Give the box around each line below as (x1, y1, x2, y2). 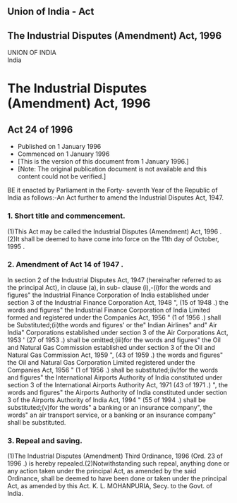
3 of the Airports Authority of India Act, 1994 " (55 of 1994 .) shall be (7, 395, 206, 404)
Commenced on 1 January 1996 (17, 150, 110, 158)
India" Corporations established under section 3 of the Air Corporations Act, (7, 328, 229, 337)
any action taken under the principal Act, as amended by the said (7, 467, 197, 475)
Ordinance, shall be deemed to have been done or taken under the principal (7, 474, 228, 483)
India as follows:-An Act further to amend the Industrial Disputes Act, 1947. (7, 193, 224, 202)
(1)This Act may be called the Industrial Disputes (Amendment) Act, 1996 (7, 227, 219, 236)
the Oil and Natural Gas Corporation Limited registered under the (7, 358, 195, 366)
